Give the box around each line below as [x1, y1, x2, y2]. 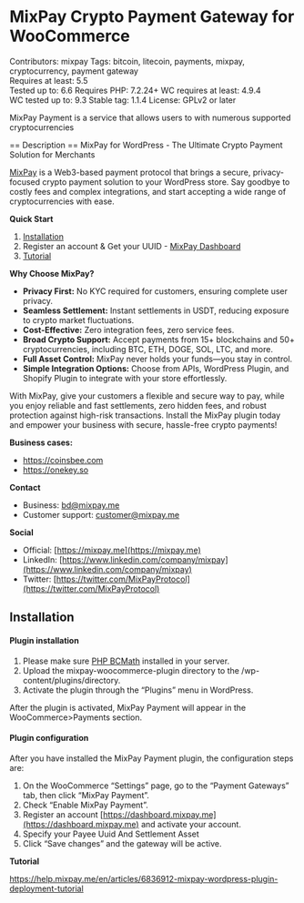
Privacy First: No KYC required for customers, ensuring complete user [22, 285, 289, 297]
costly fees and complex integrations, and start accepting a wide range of [9, 186, 287, 197]
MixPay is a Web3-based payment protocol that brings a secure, [9, 167, 251, 178]
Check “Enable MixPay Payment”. [22, 799, 148, 810]
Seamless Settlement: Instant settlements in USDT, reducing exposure [22, 305, 289, 316]
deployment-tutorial [9, 883, 84, 894]
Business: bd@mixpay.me [22, 499, 120, 511]
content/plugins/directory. [22, 675, 121, 685]
